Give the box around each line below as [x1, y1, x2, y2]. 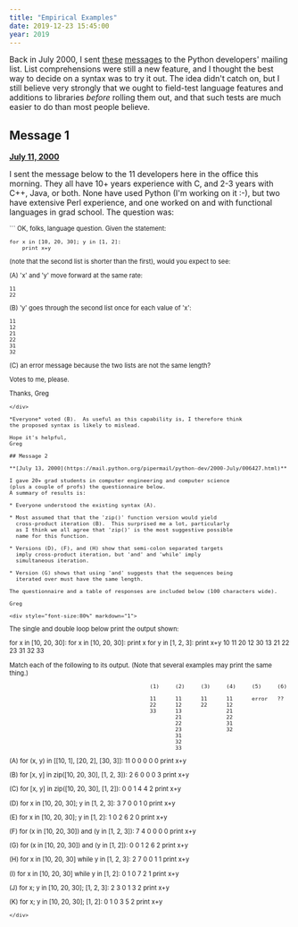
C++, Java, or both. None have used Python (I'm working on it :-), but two [9, 188, 281, 199]
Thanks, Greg [9, 388, 49, 398]
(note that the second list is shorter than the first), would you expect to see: [9, 257, 231, 266]
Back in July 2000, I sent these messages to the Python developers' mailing [9, 55, 288, 65]
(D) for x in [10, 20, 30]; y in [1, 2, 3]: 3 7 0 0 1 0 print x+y [9, 798, 176, 808]
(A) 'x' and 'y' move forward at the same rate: [9, 270, 143, 280]
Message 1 [9, 127, 70, 143]
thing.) [9, 668, 29, 677]
